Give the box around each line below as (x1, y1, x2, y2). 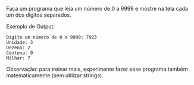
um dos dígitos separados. (6, 11, 71, 18)
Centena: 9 (6, 50, 33, 56)
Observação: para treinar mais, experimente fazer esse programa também (6, 65, 188, 73)
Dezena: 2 (6, 45, 31, 51)
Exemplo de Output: (6, 23, 55, 30)
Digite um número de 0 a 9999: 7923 (6, 34, 97, 40)
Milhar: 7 (6, 55, 31, 61)
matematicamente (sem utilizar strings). (6, 72, 104, 79)
